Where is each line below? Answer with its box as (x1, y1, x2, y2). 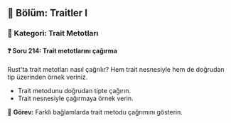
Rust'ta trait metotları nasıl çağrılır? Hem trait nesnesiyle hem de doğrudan (7, 65, 225, 73)
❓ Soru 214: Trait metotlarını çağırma (7, 46, 117, 55)
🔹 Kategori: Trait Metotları (7, 28, 99, 38)
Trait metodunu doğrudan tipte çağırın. (17, 86, 131, 95)
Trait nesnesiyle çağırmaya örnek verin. (17, 94, 134, 102)
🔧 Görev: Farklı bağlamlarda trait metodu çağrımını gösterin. (7, 107, 183, 116)
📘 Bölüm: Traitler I (7, 7, 87, 19)
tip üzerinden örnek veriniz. (7, 73, 88, 81)
